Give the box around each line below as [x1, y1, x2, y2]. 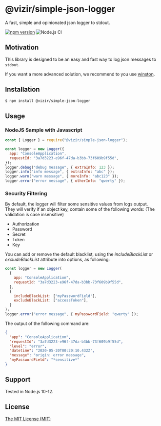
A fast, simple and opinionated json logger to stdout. [5, 20, 110, 25]
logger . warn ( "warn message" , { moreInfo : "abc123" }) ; [5, 174, 119, 179]
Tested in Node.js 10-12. [5, 388, 54, 394]
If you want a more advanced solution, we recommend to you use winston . [5, 71, 155, 77]
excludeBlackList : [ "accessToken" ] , [14, 298, 89, 303]
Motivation [5, 43, 39, 52]
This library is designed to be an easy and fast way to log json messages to [5, 56, 157, 62]
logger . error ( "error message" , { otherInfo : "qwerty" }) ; [5, 178, 125, 183]
